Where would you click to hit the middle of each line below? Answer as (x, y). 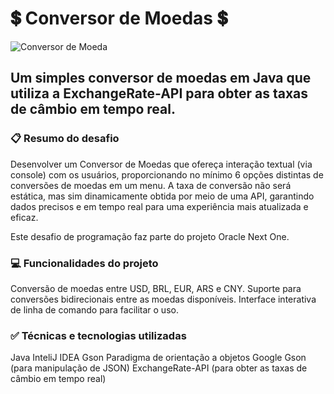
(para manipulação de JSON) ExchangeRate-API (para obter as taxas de (159, 368)
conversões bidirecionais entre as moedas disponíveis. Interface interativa (163, 299)
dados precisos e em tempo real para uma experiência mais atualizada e (159, 206)
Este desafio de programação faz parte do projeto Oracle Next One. (150, 236)
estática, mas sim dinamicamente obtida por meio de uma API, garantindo (162, 196)
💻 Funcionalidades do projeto (84, 263)
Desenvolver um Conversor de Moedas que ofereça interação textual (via (161, 164)
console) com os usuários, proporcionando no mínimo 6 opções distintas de (167, 174)
